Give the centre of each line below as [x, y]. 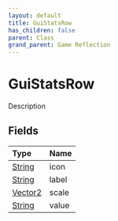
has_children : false [42, 30]
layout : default [35, 15]
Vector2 [27, 192]
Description [27, 106]
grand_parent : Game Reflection [59, 45]
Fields [24, 131]
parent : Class [31, 38]
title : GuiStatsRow [40, 23]
